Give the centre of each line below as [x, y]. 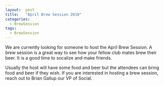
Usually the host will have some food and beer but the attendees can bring [82, 67]
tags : [11, 28]
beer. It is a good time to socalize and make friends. [59, 58]
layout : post [20, 10]
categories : [18, 19]
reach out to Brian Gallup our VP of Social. [49, 78]
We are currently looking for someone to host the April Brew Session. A [79, 47]
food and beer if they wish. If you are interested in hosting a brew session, [82, 73]
